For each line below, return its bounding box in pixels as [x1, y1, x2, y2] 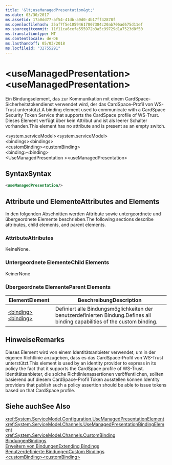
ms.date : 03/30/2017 [5, 12, 50, 17]
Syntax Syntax [5, 169, 52, 178]
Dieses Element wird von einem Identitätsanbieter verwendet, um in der [5, 349, 156, 355]
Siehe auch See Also [5, 402, 71, 411]
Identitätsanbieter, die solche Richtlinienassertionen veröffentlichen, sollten [5, 371, 164, 377]
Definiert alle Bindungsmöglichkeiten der [55, 305, 154, 312]
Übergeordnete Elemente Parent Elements [5, 283, 111, 290]
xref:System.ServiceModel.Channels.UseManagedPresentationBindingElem [5, 421, 165, 427]
